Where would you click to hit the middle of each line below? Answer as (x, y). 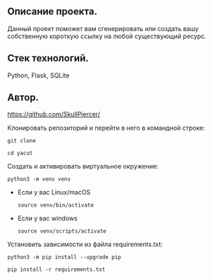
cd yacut (20, 153)
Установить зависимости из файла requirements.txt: (85, 244)
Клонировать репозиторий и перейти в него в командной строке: (106, 128)
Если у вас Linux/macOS (54, 193)
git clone (22, 141)
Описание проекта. (52, 12)
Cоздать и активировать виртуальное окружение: (83, 166)
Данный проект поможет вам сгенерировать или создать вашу (103, 28)
